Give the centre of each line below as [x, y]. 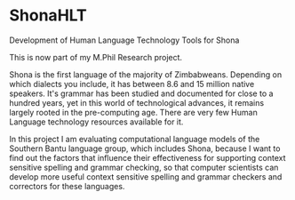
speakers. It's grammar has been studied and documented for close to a [141, 93]
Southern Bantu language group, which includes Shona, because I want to [145, 148]
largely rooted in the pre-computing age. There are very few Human [133, 112]
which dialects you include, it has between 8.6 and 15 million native [132, 84]
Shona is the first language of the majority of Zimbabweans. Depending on [146, 74]
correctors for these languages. [67, 186]
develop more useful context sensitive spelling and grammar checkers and [146, 176]
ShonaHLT [48, 16]
